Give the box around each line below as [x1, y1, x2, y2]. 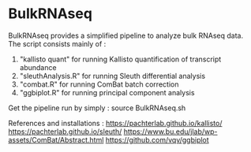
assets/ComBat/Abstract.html [8, 135, 104, 144]
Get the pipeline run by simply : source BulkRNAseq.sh [8, 103, 186, 113]
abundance [19, 62, 57, 72]
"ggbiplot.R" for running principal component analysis [19, 87, 195, 97]
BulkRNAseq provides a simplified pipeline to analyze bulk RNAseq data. [8, 31, 243, 40]
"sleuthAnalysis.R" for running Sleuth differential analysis [19, 71, 206, 80]
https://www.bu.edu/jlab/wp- [123, 127, 219, 136]
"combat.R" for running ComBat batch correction [19, 80, 179, 89]
